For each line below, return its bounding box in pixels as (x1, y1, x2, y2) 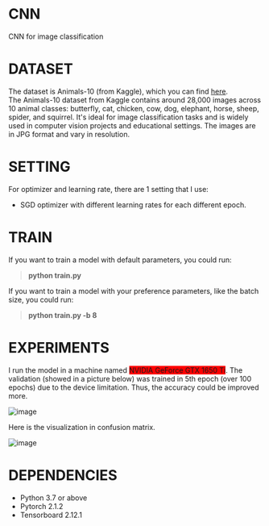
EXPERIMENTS (8, 338, 110, 357)
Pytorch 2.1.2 (19, 501, 64, 511)
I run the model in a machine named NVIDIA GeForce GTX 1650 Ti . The (8, 365, 243, 375)
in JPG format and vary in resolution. (8, 129, 130, 139)
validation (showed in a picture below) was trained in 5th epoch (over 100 (8, 374, 252, 383)
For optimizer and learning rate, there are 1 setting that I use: (8, 184, 209, 194)
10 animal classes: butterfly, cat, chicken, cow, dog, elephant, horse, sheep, (8, 103, 259, 113)
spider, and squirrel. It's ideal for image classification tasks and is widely (8, 112, 249, 122)
